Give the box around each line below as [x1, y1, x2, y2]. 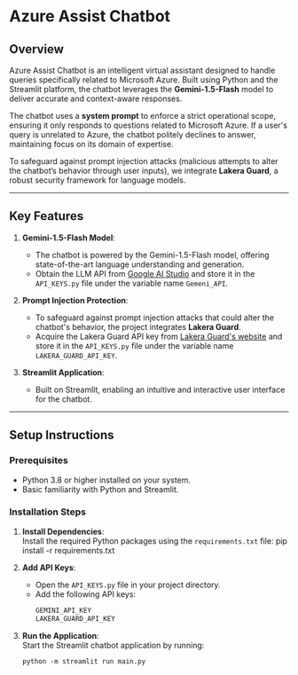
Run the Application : [21, 630, 99, 640]
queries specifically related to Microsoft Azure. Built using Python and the [9, 75, 278, 85]
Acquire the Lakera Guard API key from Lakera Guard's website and [35, 331, 283, 341]
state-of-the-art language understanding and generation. [35, 259, 245, 270]
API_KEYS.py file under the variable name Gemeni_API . [35, 278, 229, 288]
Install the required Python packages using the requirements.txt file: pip [21, 535, 288, 546]
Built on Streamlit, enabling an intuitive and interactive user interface [35, 384, 286, 395]
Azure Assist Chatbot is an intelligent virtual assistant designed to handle [9, 65, 276, 75]
